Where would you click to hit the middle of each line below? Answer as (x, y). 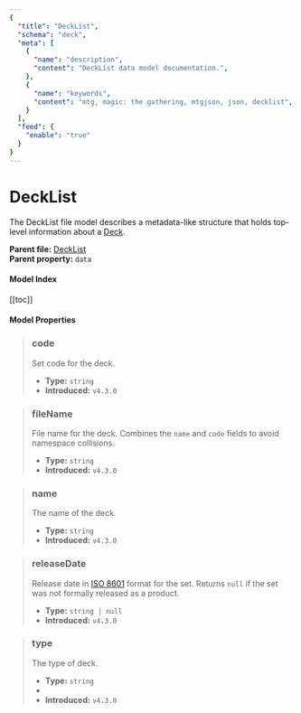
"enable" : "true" (58, 136)
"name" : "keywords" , (72, 93)
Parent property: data (51, 258)
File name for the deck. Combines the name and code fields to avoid (155, 433)
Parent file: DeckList (48, 249)
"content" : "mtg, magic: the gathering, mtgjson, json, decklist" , (163, 102)
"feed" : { (36, 127)
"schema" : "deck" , (52, 34)
